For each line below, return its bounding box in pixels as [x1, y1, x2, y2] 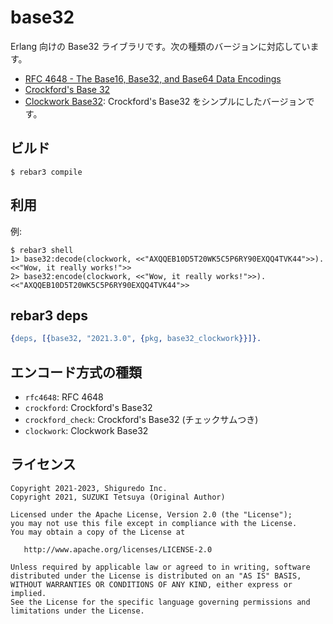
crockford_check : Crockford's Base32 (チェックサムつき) [24, 414, 259, 426]
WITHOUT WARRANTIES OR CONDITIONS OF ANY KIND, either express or [10, 579, 293, 590]
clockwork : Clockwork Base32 [24, 425, 149, 437]
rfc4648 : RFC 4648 [24, 391, 104, 403]
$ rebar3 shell [10, 245, 74, 255]
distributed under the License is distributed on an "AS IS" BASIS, [10, 571, 302, 581]
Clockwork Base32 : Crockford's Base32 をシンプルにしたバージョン [24, 95, 307, 107]
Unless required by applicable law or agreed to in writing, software [10, 562, 311, 572]
